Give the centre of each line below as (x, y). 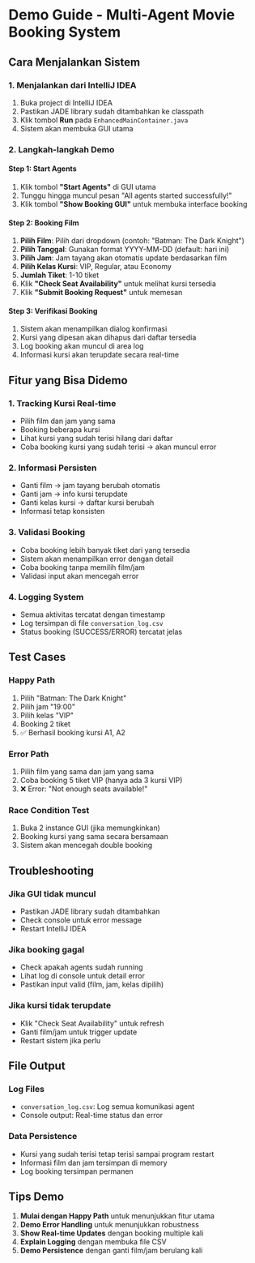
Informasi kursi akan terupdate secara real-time (100, 355)
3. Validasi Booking (47, 533)
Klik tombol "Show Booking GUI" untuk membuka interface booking (134, 204)
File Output (37, 1066)
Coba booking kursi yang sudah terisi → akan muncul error (118, 447)
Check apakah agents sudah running (81, 967)
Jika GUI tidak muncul (52, 893)
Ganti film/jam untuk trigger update (79, 1032)
